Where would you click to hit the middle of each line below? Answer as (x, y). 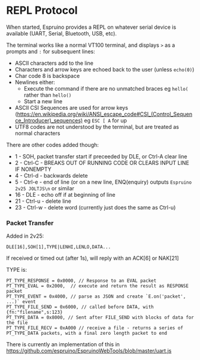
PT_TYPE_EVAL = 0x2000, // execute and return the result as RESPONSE (97, 286)
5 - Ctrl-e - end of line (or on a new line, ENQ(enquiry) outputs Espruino (103, 182)
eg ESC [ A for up (106, 120)
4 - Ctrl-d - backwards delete (51, 175)
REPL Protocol (42, 10)
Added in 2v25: (25, 236)
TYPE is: (16, 270)
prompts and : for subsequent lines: (51, 51)
